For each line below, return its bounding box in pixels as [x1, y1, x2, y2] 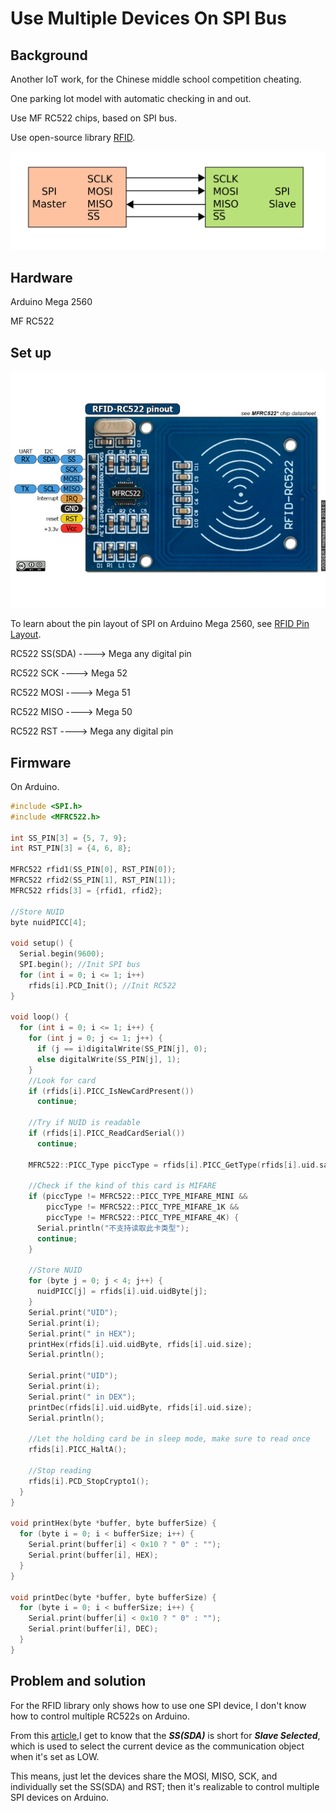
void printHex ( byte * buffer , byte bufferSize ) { [10, 1518, 217, 1529]
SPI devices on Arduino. [10, 1791, 110, 1803]
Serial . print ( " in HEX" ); [28, 1328, 137, 1339]
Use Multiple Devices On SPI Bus [10, 7, 287, 30]
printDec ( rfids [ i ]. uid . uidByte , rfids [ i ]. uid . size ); [28, 1402, 253, 1412]
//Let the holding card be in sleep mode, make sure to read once [28, 1434, 311, 1444]
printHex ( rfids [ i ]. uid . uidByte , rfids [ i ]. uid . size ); [28, 1339, 253, 1349]
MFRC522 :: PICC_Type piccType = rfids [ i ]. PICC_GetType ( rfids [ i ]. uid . [28, 1160, 320, 1170]
